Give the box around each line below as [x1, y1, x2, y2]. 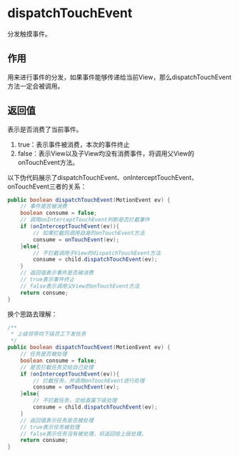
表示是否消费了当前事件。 [7, 125, 83, 134]
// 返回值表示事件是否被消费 [20, 269, 94, 276]
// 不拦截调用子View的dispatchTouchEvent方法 [33, 249, 161, 256]
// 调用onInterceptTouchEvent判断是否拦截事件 [20, 216, 151, 224]
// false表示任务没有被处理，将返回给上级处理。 [20, 430, 147, 437]
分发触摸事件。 [7, 29, 51, 38]
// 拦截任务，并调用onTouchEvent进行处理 [33, 377, 145, 384]
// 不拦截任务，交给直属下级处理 [33, 397, 118, 404]
